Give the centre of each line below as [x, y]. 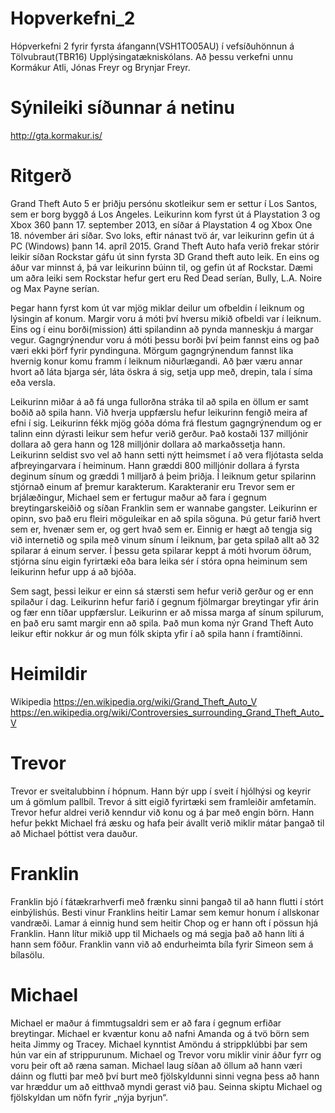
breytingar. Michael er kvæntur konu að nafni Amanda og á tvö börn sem [160, 1033]
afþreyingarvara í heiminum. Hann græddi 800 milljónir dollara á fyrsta [155, 465]
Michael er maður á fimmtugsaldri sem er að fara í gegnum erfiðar [146, 1023]
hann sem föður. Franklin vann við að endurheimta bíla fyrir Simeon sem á [162, 944]
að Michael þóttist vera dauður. [74, 833]
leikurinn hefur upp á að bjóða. [73, 571]
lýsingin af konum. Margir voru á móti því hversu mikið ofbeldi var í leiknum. [166, 318]
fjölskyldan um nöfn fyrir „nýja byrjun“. [89, 1097]
